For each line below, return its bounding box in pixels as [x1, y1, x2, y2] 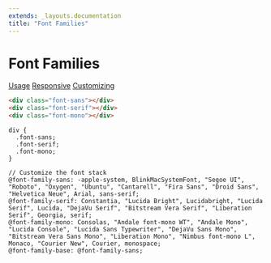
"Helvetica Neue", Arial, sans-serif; [8, 190, 140, 198]
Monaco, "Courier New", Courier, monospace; [8, 240, 161, 248]
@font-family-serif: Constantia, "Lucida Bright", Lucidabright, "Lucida [8, 197, 264, 206]
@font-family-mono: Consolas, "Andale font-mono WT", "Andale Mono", [8, 218, 249, 227]
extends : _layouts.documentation [8, 11, 122, 20]
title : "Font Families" [8, 19, 89, 28]
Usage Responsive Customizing [8, 81, 115, 91]
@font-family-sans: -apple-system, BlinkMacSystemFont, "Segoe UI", [8, 176, 245, 185]
